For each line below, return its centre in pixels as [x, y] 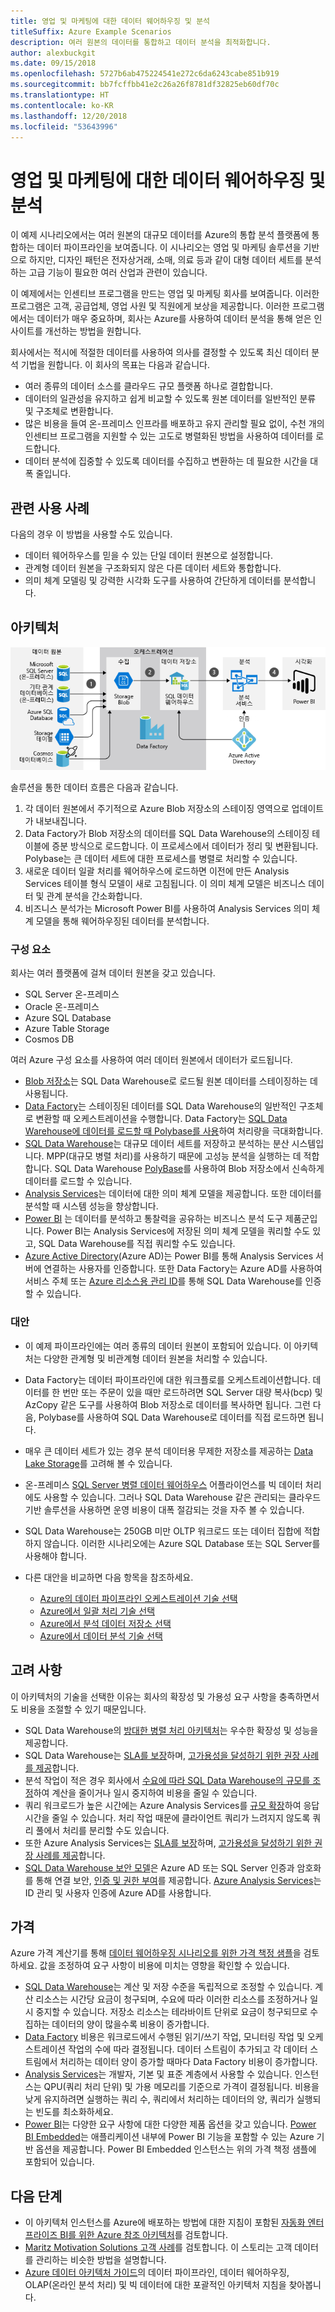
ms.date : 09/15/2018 [53, 63]
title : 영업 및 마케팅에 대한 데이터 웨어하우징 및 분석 [110, 21]
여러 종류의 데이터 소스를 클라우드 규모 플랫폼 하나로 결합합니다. [148, 386]
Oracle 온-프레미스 [62, 1007]
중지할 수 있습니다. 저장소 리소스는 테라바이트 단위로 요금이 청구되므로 [171, 2012]
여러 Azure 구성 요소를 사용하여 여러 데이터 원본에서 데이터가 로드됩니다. [151, 1060]
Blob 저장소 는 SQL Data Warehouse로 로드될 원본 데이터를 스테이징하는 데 [171, 1081]
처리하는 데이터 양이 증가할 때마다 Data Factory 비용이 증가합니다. [188, 2062]
